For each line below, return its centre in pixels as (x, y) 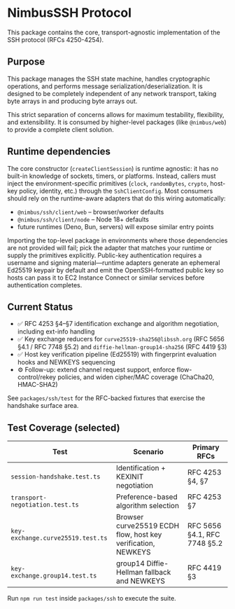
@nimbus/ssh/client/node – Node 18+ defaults (83, 219)
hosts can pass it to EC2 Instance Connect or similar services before (106, 278)
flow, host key (139, 535)
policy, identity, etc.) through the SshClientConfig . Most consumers (116, 191)
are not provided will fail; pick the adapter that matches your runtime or (109, 247)
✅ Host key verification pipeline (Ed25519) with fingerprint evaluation (117, 355)
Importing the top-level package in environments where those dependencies (117, 240)
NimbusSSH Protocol (69, 13)
